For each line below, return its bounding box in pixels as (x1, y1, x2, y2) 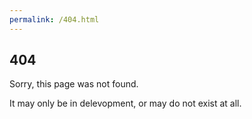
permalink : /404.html (9, 14, 100, 25)
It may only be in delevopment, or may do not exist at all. (9, 97, 242, 110)
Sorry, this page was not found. (9, 78, 139, 90)
